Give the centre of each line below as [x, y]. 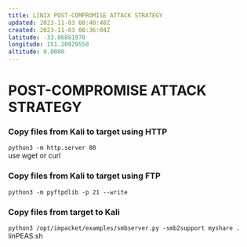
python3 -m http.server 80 [52, 148]
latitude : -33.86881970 [47, 37]
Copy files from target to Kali [64, 212]
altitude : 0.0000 [36, 52]
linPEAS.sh [25, 236]
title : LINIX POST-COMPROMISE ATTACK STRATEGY [85, 15]
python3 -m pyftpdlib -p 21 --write [68, 192]
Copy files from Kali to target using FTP [84, 176]
